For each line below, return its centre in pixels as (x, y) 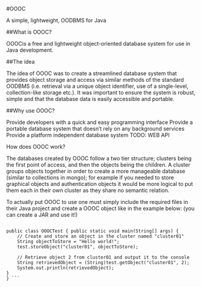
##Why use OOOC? (31, 110)
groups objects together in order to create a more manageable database (96, 171)
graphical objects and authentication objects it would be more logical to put (100, 184)
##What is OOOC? (29, 32)
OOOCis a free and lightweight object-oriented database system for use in (98, 44)
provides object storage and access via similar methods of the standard (95, 80)
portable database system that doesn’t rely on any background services (95, 128)
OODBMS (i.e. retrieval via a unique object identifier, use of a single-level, (97, 86)
